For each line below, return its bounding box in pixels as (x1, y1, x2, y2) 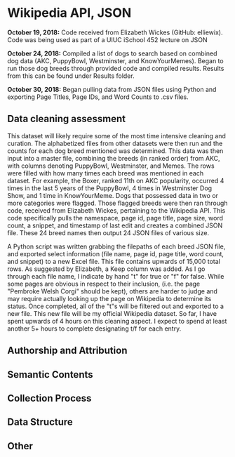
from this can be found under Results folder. (7, 72, 135, 80)
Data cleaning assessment (7, 113, 126, 125)
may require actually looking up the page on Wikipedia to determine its (7, 294, 212, 303)
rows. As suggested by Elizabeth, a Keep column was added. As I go (7, 265, 206, 273)
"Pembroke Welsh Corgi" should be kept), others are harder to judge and (7, 286, 217, 296)
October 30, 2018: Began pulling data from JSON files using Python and (7, 85, 217, 93)
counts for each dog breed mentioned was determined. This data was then (7, 146, 224, 155)
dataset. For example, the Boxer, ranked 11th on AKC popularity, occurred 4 (7, 176, 224, 185)
